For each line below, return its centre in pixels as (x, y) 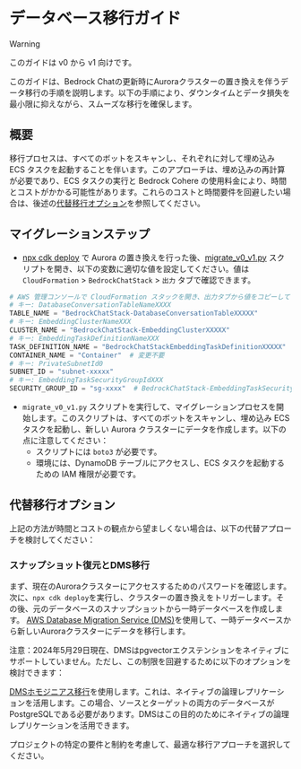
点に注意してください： (65, 441)
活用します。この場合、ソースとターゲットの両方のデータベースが (154, 703)
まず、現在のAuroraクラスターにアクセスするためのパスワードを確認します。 (150, 586)
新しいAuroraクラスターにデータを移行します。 (103, 631)
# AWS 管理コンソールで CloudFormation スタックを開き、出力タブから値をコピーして (150, 297)
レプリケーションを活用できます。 (72, 725)
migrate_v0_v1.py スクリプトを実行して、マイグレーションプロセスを (149, 407)
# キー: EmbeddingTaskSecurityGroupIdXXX (86, 380)
